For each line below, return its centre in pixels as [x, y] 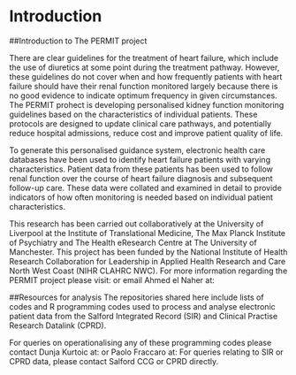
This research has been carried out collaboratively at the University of [137, 224]
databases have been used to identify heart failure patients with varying [140, 159]
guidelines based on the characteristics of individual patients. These [133, 114]
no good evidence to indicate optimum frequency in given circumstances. [143, 96]
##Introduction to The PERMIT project [78, 41]
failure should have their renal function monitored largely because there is [144, 86]
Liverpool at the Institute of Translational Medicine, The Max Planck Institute [148, 233]
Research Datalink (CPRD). [58, 325]
